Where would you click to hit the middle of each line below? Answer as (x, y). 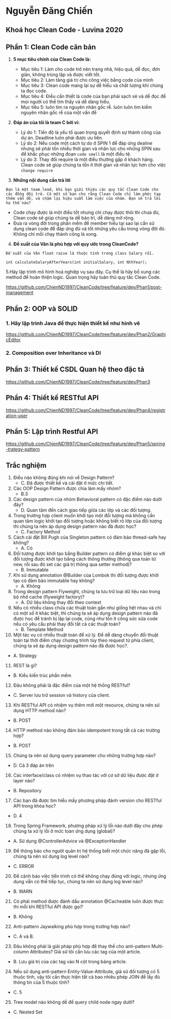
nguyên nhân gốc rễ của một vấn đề (59, 113)
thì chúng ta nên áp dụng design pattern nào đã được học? (75, 526)
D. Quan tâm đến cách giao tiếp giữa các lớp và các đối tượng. (86, 510)
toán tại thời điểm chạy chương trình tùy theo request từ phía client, (84, 640)
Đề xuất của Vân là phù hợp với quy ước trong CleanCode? (76, 244)
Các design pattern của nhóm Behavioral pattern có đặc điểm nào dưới (88, 499)
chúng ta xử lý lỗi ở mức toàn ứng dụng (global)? (64, 831)
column (21, 952)
